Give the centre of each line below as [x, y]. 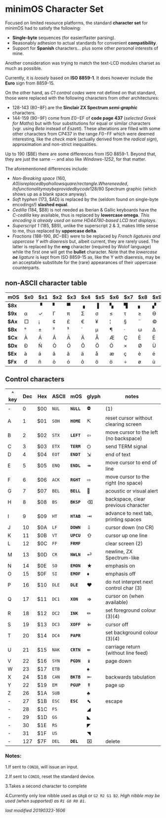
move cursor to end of [131, 462]
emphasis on [120, 566]
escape [114, 701]
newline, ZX [119, 551]
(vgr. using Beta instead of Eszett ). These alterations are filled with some [86, 128]
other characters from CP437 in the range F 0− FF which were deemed [83, 134]
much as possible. [24, 68]
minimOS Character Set [54, 9]
